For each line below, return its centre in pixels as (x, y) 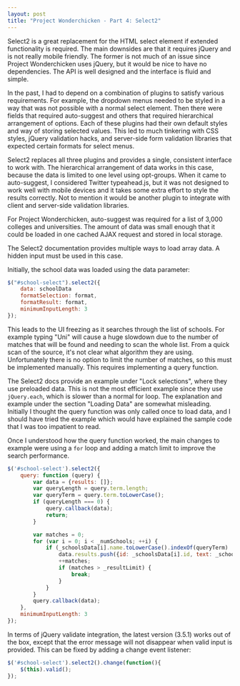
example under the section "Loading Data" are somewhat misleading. (110, 403)
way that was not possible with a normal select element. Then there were (115, 108)
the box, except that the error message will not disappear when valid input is (120, 642)
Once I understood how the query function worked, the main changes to (114, 440)
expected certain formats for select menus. (71, 146)
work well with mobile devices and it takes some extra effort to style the (113, 190)
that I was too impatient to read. (54, 426)
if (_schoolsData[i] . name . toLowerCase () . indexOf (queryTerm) (137, 548)
